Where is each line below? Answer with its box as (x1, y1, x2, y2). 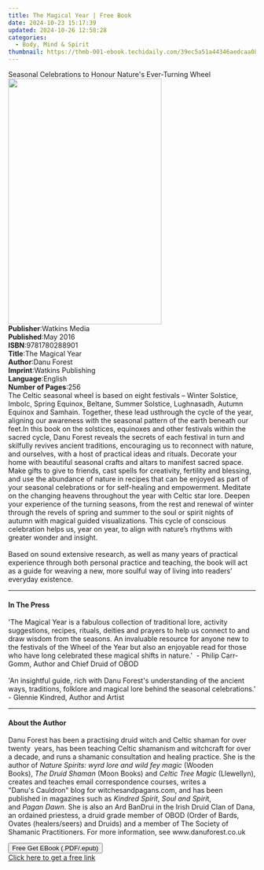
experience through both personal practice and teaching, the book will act (8, 558, 248, 567)
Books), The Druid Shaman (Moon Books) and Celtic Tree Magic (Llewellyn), (8, 769, 256, 779)
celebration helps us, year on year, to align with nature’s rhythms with (8, 525, 233, 533)
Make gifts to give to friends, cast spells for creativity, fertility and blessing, (8, 466, 251, 475)
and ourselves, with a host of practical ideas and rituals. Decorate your (8, 449, 237, 459)
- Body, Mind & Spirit (15, 41, 90, 49)
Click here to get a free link (8, 853, 96, 862)
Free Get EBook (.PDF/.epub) (12, 844, 99, 853)
